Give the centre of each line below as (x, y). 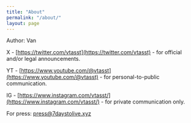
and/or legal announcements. (43, 59)
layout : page (23, 23)
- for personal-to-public (130, 77)
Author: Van (21, 41)
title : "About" (26, 12)
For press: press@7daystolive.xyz (49, 114)
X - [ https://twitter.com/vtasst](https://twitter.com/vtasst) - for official (94, 52)
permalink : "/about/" (34, 18)
